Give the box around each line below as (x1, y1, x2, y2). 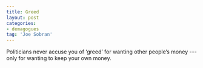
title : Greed (6, 8, 39, 15)
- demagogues (6, 25, 39, 32)
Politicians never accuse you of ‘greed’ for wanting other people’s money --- (6, 48, 197, 55)
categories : (6, 20, 36, 26)
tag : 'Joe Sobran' (6, 32, 53, 38)
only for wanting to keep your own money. (6, 55, 112, 62)
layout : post (6, 15, 39, 21)
